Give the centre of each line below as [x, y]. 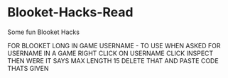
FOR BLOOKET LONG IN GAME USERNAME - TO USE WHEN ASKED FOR [114, 45]
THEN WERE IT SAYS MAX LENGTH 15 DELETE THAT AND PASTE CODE [113, 60]
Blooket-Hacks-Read [70, 12]
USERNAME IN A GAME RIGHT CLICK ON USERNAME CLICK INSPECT [110, 53]
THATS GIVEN [28, 68]
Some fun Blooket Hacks [44, 32]
